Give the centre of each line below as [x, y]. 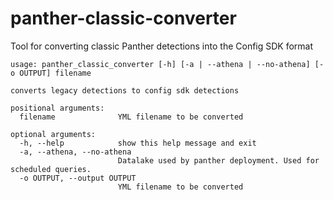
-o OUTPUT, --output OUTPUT [78, 178]
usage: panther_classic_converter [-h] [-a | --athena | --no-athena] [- [167, 64]
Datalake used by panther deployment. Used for [218, 160]
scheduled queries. [51, 169]
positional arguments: [57, 108]
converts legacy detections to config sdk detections [125, 90]
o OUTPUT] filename [51, 73]
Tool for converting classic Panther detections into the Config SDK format [162, 46]
